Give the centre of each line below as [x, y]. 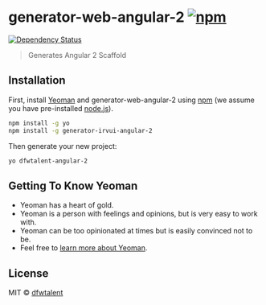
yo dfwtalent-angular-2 [48, 161]
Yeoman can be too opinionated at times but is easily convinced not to [136, 231]
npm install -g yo [39, 123]
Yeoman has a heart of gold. [67, 205]
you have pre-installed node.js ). [61, 108]
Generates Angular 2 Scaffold [77, 55]
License [29, 273]
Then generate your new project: [63, 146]
